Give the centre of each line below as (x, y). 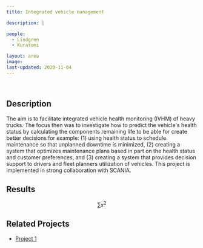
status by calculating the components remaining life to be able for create (97, 131)
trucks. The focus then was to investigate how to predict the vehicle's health (101, 125)
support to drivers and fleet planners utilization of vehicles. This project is (98, 164)
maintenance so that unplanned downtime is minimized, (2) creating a (93, 144)
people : (16, 34)
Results (21, 189)
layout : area (23, 56)
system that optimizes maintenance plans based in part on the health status (101, 151)
